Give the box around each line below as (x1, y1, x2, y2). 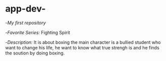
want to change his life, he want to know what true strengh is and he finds (5, 44, 159, 50)
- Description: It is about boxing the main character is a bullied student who (5, 39, 161, 45)
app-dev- (5, 3, 46, 15)
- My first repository (5, 20, 46, 26)
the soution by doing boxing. (5, 50, 65, 56)
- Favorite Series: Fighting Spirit (5, 29, 70, 35)
